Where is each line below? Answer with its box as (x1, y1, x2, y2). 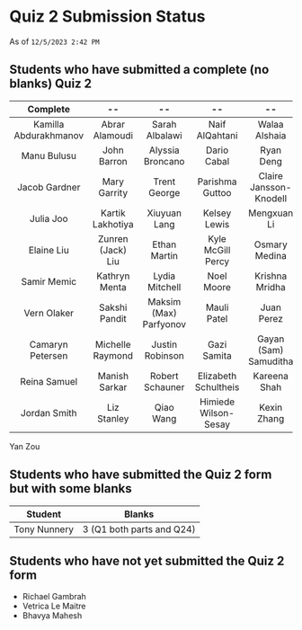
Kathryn (95, 270, 130, 282)
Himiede (199, 395, 235, 408)
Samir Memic (21, 275, 77, 288)
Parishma (197, 175, 237, 188)
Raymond (93, 349, 133, 361)
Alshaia (254, 129, 287, 141)
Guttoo (202, 186, 232, 199)
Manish (97, 369, 129, 382)
